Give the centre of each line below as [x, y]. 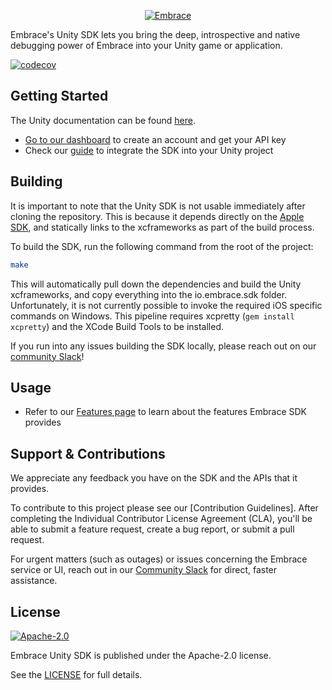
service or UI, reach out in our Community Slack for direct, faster [144, 570]
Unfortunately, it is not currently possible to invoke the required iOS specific [166, 305]
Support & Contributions [88, 453]
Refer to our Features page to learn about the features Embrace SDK [165, 412]
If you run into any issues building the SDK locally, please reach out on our [163, 346]
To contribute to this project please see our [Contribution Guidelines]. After [164, 508]
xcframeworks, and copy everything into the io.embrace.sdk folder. [149, 294]
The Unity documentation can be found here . [103, 120]
